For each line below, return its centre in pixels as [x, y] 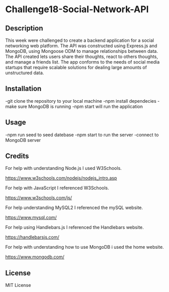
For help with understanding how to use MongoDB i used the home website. [84, 247]
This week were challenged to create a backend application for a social [80, 40]
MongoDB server [23, 140]
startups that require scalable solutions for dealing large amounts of [76, 67]
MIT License [18, 285]
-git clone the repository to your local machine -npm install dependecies [81, 101]
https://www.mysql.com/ [31, 218]
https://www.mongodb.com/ [35, 257]
